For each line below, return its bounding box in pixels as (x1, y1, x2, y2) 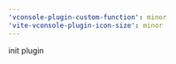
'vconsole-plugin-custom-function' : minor (8, 12, 167, 22)
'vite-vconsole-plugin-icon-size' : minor (8, 21, 164, 30)
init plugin (8, 45, 45, 55)
